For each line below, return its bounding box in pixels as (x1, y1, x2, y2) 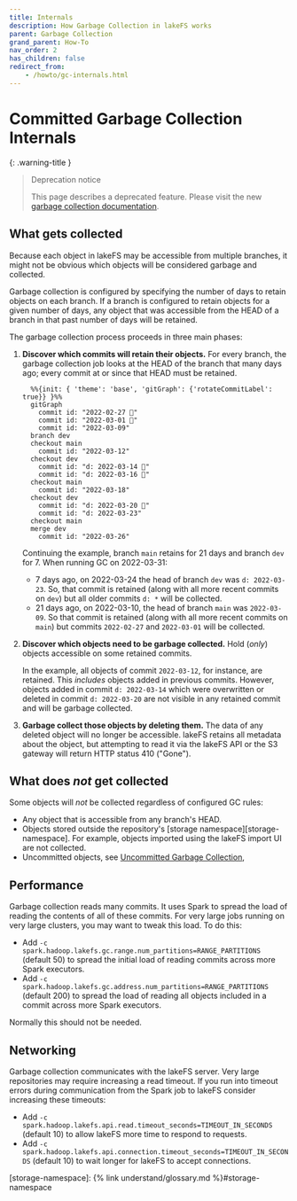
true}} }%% (21, 392, 63, 402)
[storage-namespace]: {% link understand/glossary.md (9, 1172, 211, 1183)
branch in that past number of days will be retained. (9, 314, 198, 324)
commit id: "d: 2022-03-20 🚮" (38, 501, 150, 510)
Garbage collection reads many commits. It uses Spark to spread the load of (9, 901, 288, 912)
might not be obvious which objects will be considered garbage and (9, 259, 257, 270)
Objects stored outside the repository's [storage (21, 823, 198, 834)
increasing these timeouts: (9, 1094, 106, 1104)
